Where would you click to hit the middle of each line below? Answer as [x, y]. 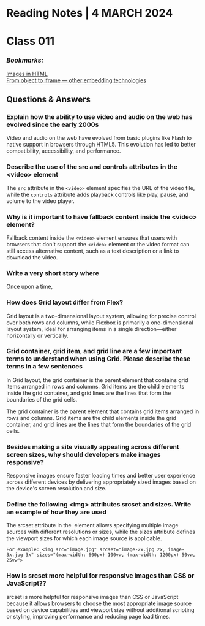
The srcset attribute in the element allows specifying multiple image [92, 525]
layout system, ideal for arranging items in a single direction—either [91, 329]
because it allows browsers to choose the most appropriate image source [99, 603]
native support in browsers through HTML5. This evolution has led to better [101, 145]
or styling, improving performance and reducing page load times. [88, 616]
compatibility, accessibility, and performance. [64, 151]
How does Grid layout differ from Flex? [65, 302]
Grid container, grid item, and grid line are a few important [94, 351]
